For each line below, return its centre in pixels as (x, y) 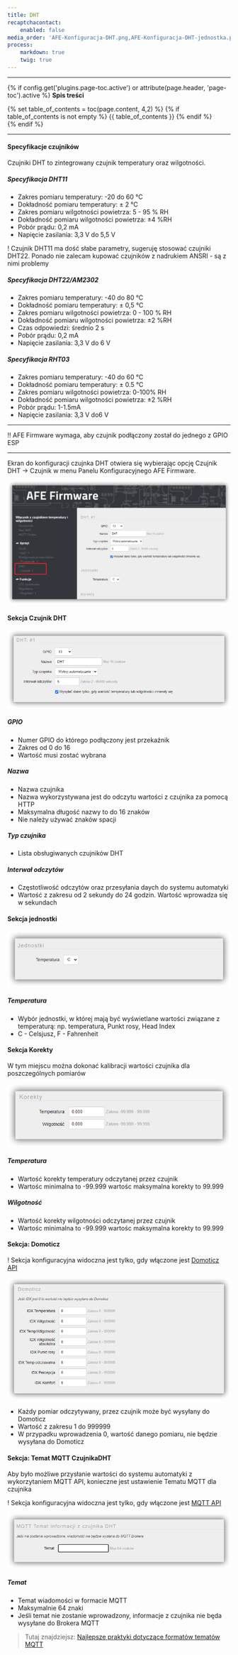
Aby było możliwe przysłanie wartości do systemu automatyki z (100, 1474)
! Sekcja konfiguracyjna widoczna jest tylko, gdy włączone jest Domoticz (113, 1260)
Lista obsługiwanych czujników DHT (70, 853)
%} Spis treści (63, 95)
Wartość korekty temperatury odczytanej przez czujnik (98, 1179)
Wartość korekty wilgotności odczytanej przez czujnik (96, 1220)
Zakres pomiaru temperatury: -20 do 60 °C (80, 197)
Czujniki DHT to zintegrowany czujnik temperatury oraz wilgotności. (107, 163)
